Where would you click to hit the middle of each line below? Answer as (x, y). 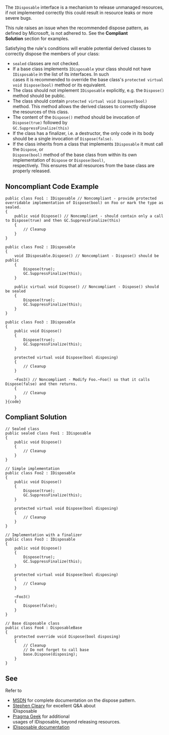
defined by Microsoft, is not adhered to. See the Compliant (67, 33)
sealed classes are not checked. (46, 63)
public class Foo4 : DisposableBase (44, 628)
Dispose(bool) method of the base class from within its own (75, 155)
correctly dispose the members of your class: (52, 54)
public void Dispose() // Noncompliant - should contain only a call (89, 216)
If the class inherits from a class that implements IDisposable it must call (88, 144)
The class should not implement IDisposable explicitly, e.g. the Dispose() (88, 90)
